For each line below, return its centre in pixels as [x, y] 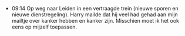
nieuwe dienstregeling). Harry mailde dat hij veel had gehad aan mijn [95, 15]
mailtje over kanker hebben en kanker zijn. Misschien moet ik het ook [95, 21]
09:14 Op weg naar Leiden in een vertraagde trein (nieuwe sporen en [95, 8]
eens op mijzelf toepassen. [44, 27]
